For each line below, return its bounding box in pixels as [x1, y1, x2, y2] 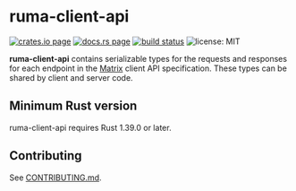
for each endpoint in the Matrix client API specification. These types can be [9, 63, 288, 74]
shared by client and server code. [9, 72, 133, 82]
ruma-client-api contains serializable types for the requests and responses [9, 53, 288, 64]
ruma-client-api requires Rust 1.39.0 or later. [9, 122, 172, 133]
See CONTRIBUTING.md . [9, 172, 102, 183]
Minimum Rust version [9, 99, 138, 114]
